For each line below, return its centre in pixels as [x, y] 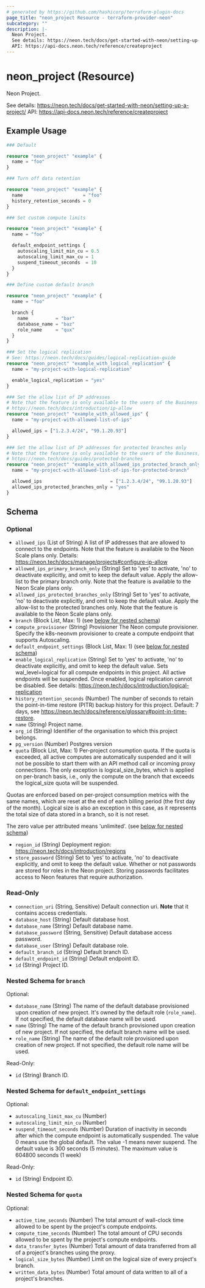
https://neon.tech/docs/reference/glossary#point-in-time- [114, 712]
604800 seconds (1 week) [48, 1155]
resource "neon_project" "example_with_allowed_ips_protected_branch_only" [105, 465]
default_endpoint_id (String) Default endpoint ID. [77, 958]
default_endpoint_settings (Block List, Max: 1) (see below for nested [102, 647]
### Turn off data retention [43, 179]
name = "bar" [46, 318]
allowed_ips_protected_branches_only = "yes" [71, 487]
